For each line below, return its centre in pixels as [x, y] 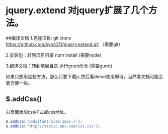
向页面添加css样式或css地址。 [37, 112]
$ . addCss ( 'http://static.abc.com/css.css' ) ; [53, 126]
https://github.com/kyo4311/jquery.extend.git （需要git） [64, 44]
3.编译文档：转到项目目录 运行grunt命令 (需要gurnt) [59, 66]
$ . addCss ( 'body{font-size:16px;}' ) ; [44, 121]
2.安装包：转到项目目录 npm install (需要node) [54, 55]
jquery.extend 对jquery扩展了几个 [77, 10]
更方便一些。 [19, 83]
